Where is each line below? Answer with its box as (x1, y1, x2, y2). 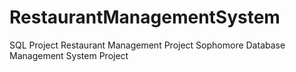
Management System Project (9, 49, 129, 61)
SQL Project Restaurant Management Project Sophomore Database (9, 39, 286, 51)
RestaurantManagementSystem (9, 6, 281, 29)
